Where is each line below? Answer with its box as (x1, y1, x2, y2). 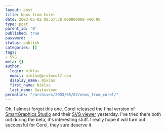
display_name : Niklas (10, 78, 56, 83)
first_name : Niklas (10, 82, 51, 87)
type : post (5, 21, 28, 27)
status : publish (5, 40, 39, 46)
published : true (5, 31, 39, 36)
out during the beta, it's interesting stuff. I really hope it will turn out (5, 117, 146, 123)
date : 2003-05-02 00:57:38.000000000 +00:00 (5, 17, 101, 22)
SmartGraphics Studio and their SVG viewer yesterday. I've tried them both (5, 111, 161, 117)
